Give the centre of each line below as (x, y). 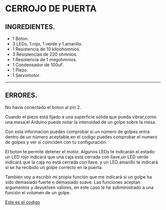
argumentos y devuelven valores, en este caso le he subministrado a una (80, 187)
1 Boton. (21, 38)
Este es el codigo (23, 202)
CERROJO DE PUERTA (51, 9)
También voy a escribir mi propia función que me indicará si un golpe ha (79, 177)
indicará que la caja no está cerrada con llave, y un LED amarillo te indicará (82, 162)
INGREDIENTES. (30, 27)
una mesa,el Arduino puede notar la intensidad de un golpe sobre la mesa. (81, 122)
